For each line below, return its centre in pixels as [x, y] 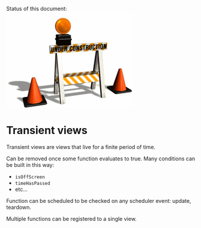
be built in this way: [30, 165]
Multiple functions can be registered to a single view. [71, 218]
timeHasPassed [32, 183]
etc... [21, 189]
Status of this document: [37, 9]
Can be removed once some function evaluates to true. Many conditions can [101, 159]
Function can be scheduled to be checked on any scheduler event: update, [99, 200]
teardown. [19, 207]
